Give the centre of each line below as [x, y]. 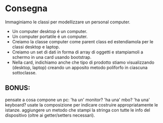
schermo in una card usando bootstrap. [52, 57]
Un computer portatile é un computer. [50, 36]
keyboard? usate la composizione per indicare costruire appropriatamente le [81, 105]
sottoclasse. [24, 72]
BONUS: [18, 88]
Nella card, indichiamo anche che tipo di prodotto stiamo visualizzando [83, 62]
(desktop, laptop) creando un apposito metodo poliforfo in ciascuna [80, 67]
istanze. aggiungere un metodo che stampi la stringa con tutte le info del [78, 110]
